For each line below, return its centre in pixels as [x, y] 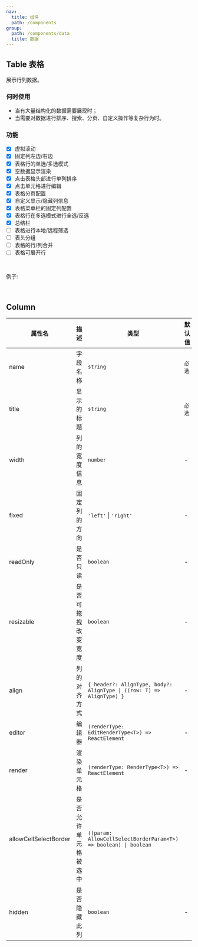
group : [14, 28]
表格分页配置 [30, 193]
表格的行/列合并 [34, 245]
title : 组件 [25, 17]
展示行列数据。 [24, 80]
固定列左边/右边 [34, 156]
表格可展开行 [30, 252]
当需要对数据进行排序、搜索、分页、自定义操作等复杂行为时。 [90, 118]
